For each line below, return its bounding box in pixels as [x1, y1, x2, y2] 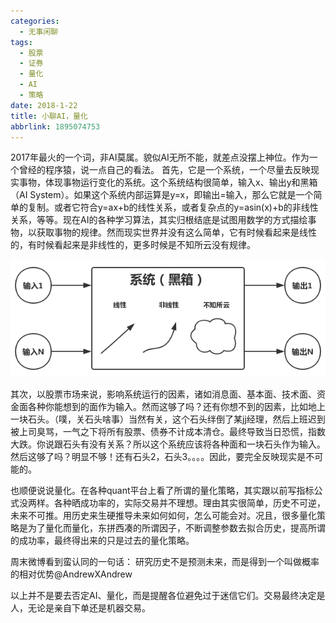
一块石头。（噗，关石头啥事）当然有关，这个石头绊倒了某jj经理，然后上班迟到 [10, 413, 326, 425]
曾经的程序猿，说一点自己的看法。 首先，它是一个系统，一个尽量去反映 [18, 164, 311, 176]
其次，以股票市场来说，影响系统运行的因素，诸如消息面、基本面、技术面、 [10, 388, 317, 400]
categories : [10, 16, 60, 26]
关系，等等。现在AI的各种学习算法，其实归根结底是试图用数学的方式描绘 [10, 214, 308, 226]
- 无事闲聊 [19, 26, 59, 37]
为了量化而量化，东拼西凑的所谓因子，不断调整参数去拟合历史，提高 [27, 522, 308, 534]
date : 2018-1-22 [10, 100, 78, 110]
